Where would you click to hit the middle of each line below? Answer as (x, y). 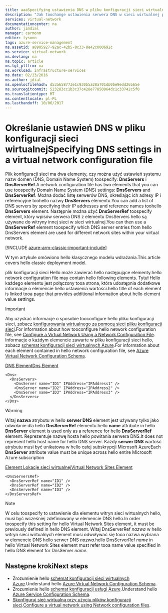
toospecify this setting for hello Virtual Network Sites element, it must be (80, 524)
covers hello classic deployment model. (46, 263)
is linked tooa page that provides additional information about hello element (83, 294)
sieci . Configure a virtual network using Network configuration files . (81, 605)
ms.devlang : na (21, 56)
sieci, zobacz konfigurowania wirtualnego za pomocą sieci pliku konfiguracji (84, 324)
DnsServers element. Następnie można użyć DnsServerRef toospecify (78, 211)
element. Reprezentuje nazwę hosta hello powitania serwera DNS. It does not (84, 436)
